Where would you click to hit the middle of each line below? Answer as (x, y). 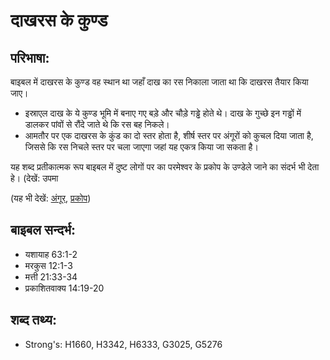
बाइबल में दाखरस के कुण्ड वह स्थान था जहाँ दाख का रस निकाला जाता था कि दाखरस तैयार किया (159, 82)
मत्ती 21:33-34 (51, 276)
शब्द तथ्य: (33, 320)
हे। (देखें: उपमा (34, 178)
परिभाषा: (30, 57)
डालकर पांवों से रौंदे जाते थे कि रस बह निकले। (97, 124)
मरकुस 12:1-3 (48, 265)
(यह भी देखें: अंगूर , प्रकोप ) (51, 198)
